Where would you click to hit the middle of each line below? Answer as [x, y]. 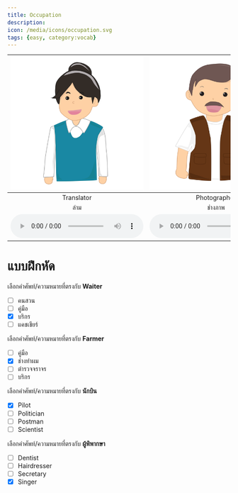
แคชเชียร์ [28, 325]
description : [27, 22]
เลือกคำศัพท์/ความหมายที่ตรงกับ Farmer [56, 339]
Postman [30, 421]
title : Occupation [34, 15]
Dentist [28, 458]
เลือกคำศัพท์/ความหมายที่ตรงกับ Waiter [55, 286]
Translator [77, 198]
